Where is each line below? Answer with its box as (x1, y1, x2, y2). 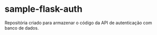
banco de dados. (4, 25, 39, 31)
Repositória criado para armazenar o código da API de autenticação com (4, 20, 152, 26)
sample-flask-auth (4, 3, 83, 15)
